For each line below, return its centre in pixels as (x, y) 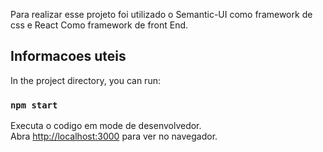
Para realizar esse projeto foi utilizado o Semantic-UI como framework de (161, 14)
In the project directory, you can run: (85, 80)
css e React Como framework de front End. (99, 25)
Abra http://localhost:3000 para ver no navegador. (114, 136)
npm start (34, 105)
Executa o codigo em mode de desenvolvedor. (106, 126)
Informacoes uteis (68, 56)
